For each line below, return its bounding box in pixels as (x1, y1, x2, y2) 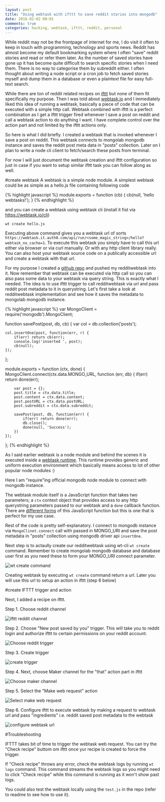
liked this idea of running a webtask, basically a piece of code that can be (5, 101, 155, 107)
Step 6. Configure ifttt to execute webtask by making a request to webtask (5, 707, 156, 713)
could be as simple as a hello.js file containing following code (5, 182, 130, 188)
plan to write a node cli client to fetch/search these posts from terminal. (5, 148, 150, 154)
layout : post (5, 7, 32, 12)
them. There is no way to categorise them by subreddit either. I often (5, 65, 144, 72)
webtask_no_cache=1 (5, 241, 45, 246)
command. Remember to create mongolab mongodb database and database (5, 548, 161, 554)
